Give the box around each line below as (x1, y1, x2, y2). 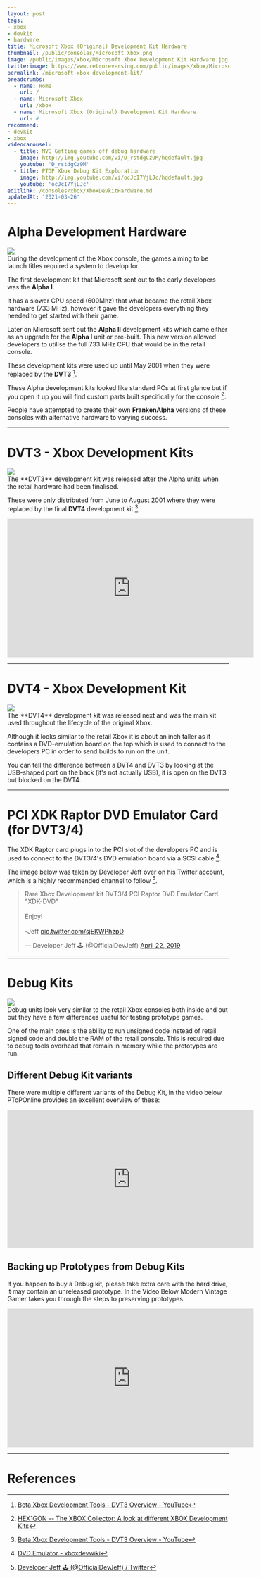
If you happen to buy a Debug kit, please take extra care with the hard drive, (7, 1279, 228, 1288)
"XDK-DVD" (24, 897, 59, 906)
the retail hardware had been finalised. (7, 482, 119, 491)
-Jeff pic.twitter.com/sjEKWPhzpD (24, 927, 125, 936)
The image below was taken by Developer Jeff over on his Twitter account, (7, 868, 225, 876)
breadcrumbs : (7, 75, 46, 83)
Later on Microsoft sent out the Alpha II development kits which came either (7, 325, 228, 334)
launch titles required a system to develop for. (7, 262, 140, 270)
